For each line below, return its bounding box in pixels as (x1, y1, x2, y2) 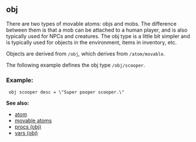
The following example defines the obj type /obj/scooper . (6, 61, 146, 68)
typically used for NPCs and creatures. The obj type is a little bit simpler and (6, 32, 190, 40)
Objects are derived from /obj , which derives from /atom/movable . (6, 50, 165, 57)
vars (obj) (14, 130, 38, 137)
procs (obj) (14, 123, 42, 130)
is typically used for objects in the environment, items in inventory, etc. (6, 39, 177, 46)
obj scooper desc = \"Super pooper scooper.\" (8, 89, 125, 95)
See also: (6, 99, 29, 107)
